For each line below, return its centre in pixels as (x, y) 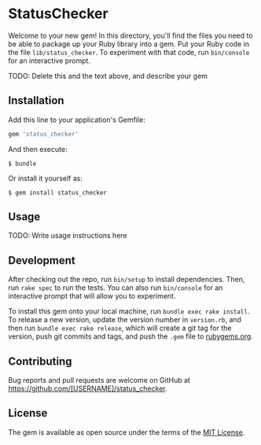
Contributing (40, 361)
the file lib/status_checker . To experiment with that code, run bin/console (129, 52)
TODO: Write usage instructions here (68, 235)
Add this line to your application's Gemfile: (77, 120)
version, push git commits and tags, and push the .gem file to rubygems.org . (131, 336)
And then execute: (38, 149)
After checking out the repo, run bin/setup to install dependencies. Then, (127, 280)
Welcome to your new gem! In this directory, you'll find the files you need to (130, 35)
